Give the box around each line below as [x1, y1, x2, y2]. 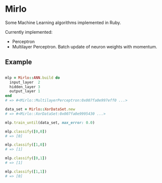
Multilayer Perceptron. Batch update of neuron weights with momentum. [12, 44, 158, 49]
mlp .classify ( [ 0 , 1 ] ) [5, 156, 47, 161]
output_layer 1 [9, 89, 40, 94]
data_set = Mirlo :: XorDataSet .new [5, 107, 76, 112]
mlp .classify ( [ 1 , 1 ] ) [5, 169, 47, 174]
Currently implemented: [5, 29, 53, 35]
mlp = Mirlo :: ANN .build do [5, 75, 60, 80]
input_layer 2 [9, 80, 40, 85]
